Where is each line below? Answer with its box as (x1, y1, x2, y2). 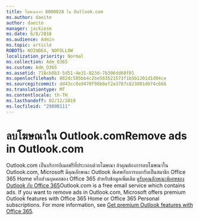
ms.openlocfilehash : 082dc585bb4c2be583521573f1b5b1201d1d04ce (6, 75, 167, 81)
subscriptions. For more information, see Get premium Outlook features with (6, 201, 194, 209)
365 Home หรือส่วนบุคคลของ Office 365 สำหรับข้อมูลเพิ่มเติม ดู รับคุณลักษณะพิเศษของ (6, 175, 185, 182)
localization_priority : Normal (6, 53, 84, 59)
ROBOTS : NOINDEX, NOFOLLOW (6, 48, 73, 54)
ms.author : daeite (6, 14, 52, 20)
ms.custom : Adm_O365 (6, 64, 58, 71)
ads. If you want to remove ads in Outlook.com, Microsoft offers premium (6, 189, 186, 196)
